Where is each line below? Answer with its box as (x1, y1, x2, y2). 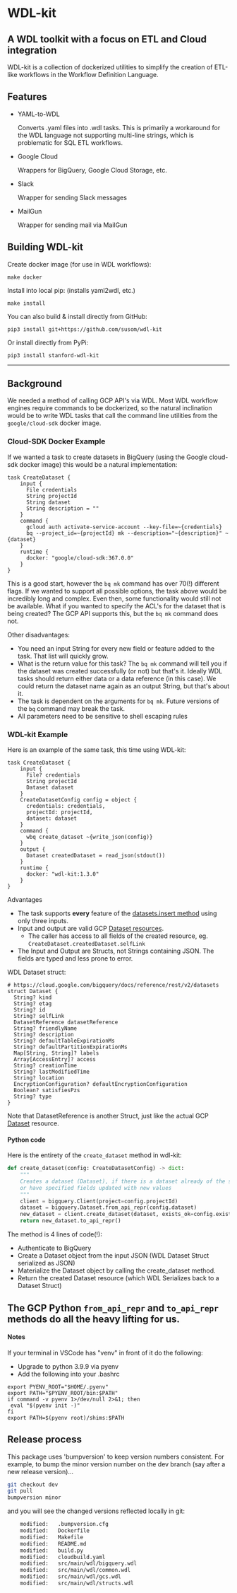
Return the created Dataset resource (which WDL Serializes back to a (17, 1274, 220, 1282)
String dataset (25, 499, 71, 506)
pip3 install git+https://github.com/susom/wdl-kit (7, 325, 162, 333)
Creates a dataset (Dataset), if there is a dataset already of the (20, 1178, 226, 1185)
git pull (7, 1488, 33, 1495)
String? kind (13, 994, 52, 1002)
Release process (7, 1434, 83, 1446)
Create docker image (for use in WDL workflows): (7, 260, 152, 268)
